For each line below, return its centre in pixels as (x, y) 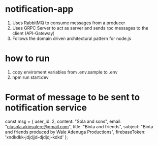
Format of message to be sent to (73, 97)
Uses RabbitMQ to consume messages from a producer (69, 23)
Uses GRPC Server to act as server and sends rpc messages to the (80, 28)
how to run (28, 58)
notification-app (39, 9)
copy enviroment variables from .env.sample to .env (65, 72)
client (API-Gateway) (33, 33)
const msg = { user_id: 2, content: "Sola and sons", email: (63, 121)
